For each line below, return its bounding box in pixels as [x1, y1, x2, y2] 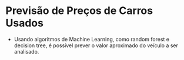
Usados [5, 16, 44, 30]
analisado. [14, 48, 39, 55]
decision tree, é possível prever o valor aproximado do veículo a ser [14, 42, 179, 49]
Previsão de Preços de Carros [5, 4, 153, 17]
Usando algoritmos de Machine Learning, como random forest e [14, 36, 170, 43]
